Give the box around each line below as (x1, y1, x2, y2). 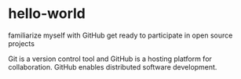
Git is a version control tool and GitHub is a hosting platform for (8, 54, 212, 63)
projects (8, 38, 35, 48)
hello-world (8, 5, 86, 23)
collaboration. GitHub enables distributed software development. (8, 62, 217, 71)
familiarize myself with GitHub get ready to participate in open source (8, 31, 233, 40)
